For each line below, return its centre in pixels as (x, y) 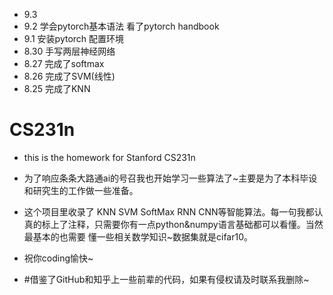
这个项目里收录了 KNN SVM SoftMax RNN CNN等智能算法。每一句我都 (169, 211)
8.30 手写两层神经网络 (69, 51)
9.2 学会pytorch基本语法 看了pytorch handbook (121, 26)
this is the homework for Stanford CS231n (109, 157)
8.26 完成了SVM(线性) (69, 76)
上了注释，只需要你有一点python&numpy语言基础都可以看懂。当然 (187, 224)
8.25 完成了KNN (57, 88)
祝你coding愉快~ (58, 258)
